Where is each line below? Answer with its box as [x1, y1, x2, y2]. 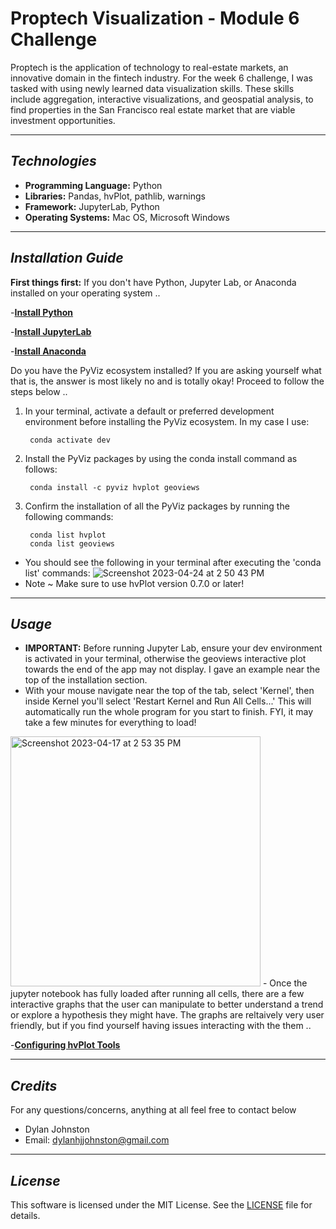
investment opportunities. [10, 114, 116, 126]
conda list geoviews [29, 538, 115, 549]
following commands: [24, 510, 114, 522]
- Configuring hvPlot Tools [10, 1039, 121, 1051]
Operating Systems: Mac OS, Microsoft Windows [24, 211, 230, 223]
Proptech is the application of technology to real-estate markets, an [10, 61, 289, 73]
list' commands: [24, 567, 91, 579]
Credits [10, 1077, 58, 1094]
